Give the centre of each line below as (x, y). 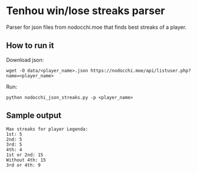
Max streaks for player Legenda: (47, 129)
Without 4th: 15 (26, 160)
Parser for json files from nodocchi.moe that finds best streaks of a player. (96, 27)
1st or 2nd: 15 (25, 155)
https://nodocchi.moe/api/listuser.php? (141, 71)
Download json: (25, 59)
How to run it (30, 46)
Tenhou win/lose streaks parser (86, 11)
